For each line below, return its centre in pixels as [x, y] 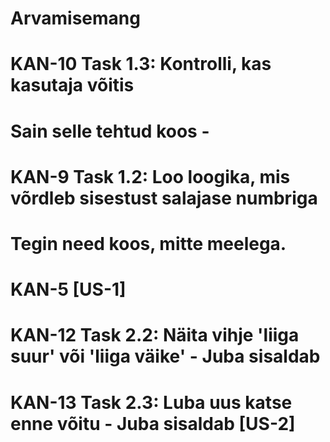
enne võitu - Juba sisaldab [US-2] [153, 423]
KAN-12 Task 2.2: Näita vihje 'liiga [155, 335]
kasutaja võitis [72, 85]
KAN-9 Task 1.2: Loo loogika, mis [150, 176]
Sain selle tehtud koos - [110, 131]
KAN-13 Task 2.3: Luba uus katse [151, 402]
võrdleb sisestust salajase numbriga [164, 198]
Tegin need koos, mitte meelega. [148, 243]
